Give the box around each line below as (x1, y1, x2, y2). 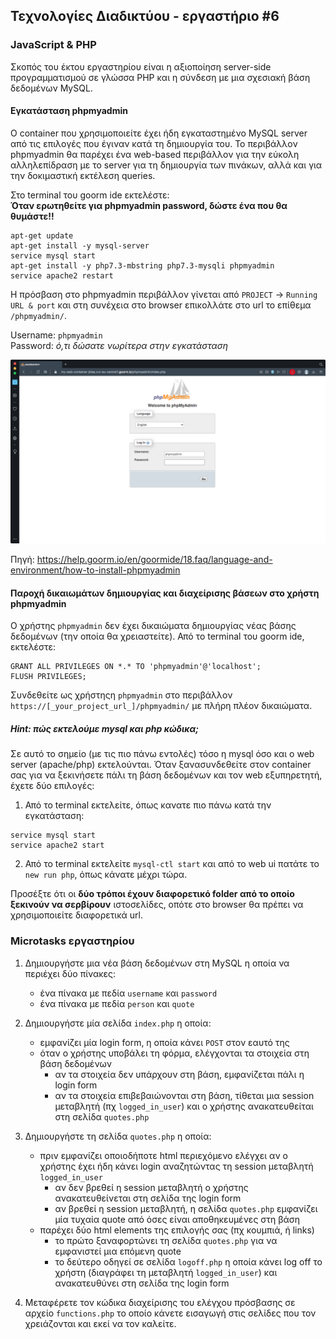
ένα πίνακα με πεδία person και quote (39, 997, 195, 1009)
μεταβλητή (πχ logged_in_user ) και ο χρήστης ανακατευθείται (54, 1100, 314, 1112)
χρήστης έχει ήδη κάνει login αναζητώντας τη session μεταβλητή (39, 1160, 314, 1172)
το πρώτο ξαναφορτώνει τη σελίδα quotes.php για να (54, 1234, 278, 1246)
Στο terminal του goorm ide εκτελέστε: (10, 189, 170, 201)
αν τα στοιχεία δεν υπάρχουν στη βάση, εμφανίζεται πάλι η (54, 1068, 305, 1080)
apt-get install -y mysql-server (10, 240, 150, 251)
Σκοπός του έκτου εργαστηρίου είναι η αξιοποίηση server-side (10, 60, 272, 73)
